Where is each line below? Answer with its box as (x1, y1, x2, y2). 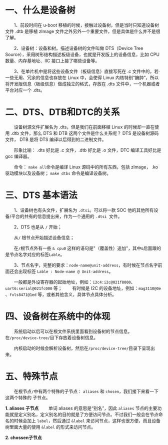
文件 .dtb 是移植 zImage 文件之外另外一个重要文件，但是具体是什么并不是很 (5, 28, 161, 34)
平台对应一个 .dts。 (5, 87, 45, 93)
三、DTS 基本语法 (5, 189, 77, 201)
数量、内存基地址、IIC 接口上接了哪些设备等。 (5, 57, 100, 63)
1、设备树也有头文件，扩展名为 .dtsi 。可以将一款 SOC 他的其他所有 (14, 207, 154, 213)
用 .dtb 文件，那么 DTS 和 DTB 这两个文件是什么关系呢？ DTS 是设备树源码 (5, 130, 159, 136)
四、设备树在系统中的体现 (5, 311, 111, 322)
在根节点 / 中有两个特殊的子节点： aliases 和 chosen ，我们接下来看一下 (14, 388, 159, 394)
